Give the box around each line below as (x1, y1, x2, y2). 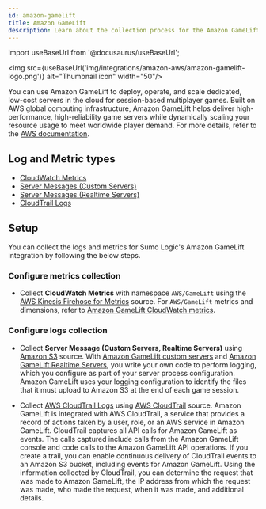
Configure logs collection (8, 325, 108, 336)
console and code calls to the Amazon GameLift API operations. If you (19, 443, 249, 452)
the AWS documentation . (8, 129, 89, 139)
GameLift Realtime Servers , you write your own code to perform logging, (19, 359, 257, 369)
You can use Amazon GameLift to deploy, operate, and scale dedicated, (8, 87, 242, 97)
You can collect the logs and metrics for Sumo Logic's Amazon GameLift (8, 242, 245, 252)
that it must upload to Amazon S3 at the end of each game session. (19, 385, 240, 394)
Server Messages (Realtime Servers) (19, 190, 140, 199)
